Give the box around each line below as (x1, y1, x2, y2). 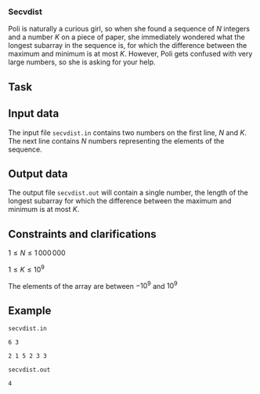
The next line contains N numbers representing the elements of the (8, 136, 225, 145)
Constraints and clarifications (8, 227, 157, 241)
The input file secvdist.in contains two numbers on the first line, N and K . (8, 128, 247, 137)
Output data (8, 167, 68, 181)
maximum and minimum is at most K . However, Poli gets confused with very (8, 49, 253, 59)
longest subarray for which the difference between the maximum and (8, 196, 232, 206)
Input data (8, 107, 60, 120)
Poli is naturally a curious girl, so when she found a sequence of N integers (8, 24, 251, 34)
